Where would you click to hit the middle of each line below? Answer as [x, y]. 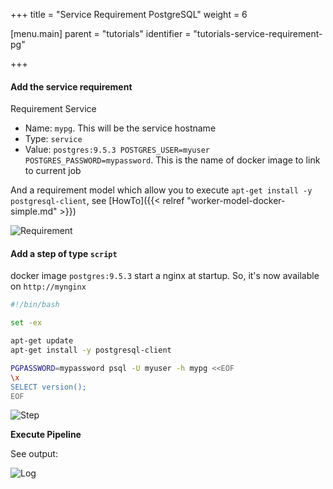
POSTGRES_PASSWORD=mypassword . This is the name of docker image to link [172, 160]
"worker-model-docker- [236, 201]
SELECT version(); [48, 387]
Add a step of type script [64, 253]
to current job [53, 171]
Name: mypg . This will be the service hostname [120, 128]
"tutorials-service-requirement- [258, 33]
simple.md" [34, 211]
